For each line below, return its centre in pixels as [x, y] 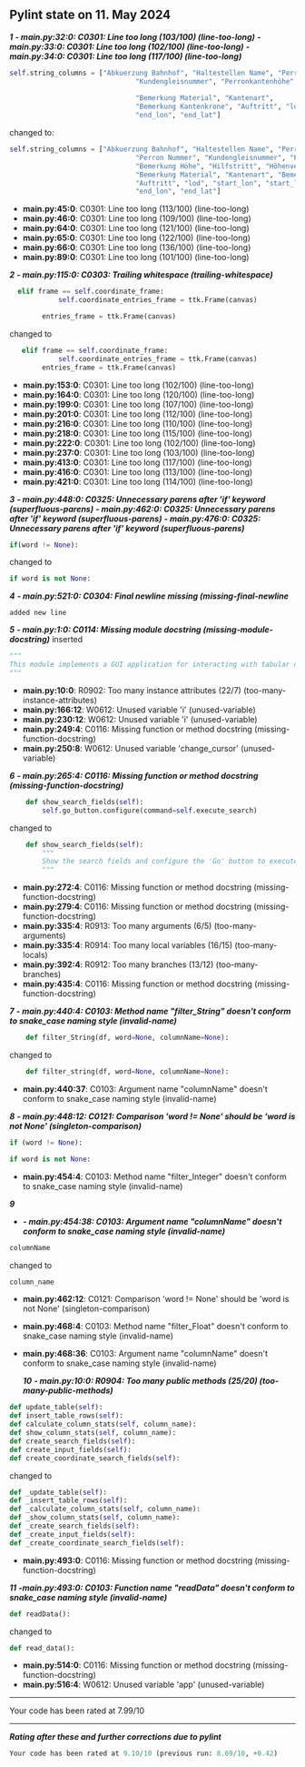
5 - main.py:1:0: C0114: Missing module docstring [105, 630]
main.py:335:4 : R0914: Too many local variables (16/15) [128, 945]
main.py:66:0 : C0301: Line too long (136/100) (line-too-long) [137, 247]
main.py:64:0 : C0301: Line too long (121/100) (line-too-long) [136, 228]
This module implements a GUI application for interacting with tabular [150, 665]
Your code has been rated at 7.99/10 [77, 1711]
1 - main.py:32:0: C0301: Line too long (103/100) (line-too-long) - [135, 36]
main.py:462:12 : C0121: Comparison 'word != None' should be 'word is [156, 1299]
